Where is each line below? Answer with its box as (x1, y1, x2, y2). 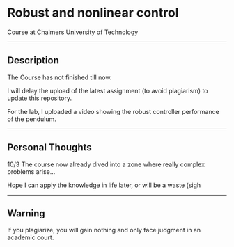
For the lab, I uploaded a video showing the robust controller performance (7, 107, 219, 115)
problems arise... (7, 167, 56, 175)
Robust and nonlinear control (7, 5, 179, 21)
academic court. (7, 233, 54, 241)
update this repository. (7, 94, 72, 102)
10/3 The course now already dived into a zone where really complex (7, 160, 205, 168)
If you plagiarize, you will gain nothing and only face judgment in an (7, 226, 201, 234)
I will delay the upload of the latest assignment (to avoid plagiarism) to (7, 86, 208, 95)
